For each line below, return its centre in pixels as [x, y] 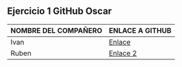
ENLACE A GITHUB [140, 30]
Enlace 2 [123, 53]
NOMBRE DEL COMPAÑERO [56, 30]
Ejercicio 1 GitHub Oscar [60, 11]
